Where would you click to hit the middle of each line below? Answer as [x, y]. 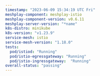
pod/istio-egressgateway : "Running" [48, 56]
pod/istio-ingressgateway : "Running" [51, 61]
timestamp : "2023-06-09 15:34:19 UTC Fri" [50, 10]
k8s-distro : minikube [28, 28]
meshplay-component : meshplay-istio [43, 14]
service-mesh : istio [27, 38]
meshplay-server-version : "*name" [41, 24]
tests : [12, 47]
